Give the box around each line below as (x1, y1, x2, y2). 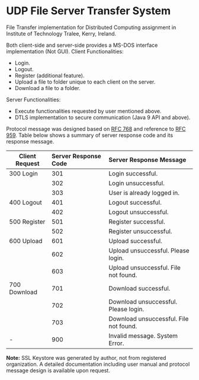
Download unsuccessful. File (108, 314, 189, 322)
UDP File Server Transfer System (6, 4, 171, 18)
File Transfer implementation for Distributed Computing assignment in (6, 24, 176, 31)
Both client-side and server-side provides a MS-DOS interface (6, 41, 158, 49)
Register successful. (108, 218, 165, 226)
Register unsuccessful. (108, 227, 172, 235)
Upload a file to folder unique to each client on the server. (14, 78, 156, 85)
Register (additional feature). (14, 72, 85, 79)
